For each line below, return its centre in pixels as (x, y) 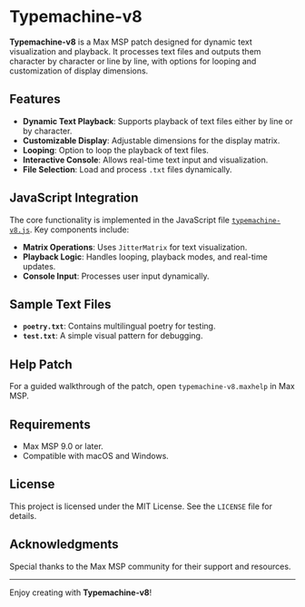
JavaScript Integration (74, 198)
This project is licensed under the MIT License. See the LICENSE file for (141, 506)
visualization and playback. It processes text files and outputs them (135, 51)
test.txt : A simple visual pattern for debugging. (113, 336)
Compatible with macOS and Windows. (96, 456)
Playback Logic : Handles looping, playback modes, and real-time (145, 257)
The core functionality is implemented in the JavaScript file (119, 220)
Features (35, 99)
